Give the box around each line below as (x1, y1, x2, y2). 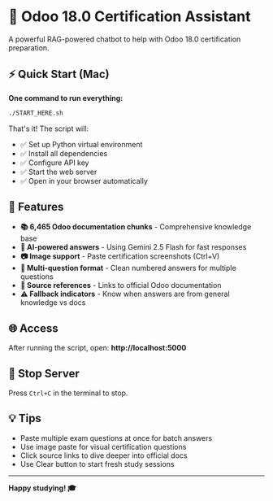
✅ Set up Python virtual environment (19, 139, 143, 149)
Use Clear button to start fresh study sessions (19, 459, 175, 468)
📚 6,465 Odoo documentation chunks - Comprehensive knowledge (19, 222, 252, 232)
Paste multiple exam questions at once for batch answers (19, 433, 213, 442)
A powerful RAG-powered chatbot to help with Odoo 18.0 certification (8, 34, 241, 44)
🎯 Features (8, 200, 64, 214)
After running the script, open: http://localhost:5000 (8, 343, 187, 353)
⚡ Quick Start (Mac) (8, 68, 110, 81)
